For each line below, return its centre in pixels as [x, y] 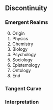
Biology [20, 49]
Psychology [24, 54]
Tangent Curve [23, 88]
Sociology [22, 60]
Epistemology [26, 65]
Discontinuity [26, 8]
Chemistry [23, 44]
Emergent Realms [26, 22]
